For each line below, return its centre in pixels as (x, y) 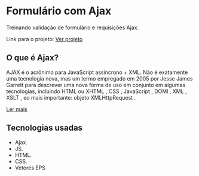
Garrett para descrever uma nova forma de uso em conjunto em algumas (96, 85)
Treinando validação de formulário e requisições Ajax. (73, 27)
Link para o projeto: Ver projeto (45, 39)
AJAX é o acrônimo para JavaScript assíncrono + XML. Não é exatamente (97, 72)
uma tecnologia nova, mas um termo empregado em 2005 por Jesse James (99, 78)
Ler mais (17, 109)
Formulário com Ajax (59, 11)
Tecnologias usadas (44, 128)
